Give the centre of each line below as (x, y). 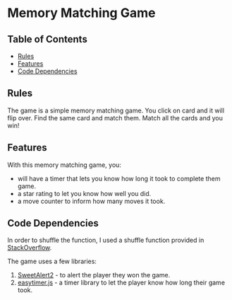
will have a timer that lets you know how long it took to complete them (119, 178)
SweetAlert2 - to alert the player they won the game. (94, 275)
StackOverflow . (30, 248)
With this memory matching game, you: (65, 165)
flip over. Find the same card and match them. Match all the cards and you (115, 117)
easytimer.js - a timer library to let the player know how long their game (121, 283)
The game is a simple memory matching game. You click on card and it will (116, 110)
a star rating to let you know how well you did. (84, 193)
